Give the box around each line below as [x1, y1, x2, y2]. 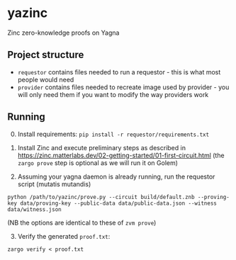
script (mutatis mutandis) [17, 179, 91, 188]
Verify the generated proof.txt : [17, 232, 111, 240]
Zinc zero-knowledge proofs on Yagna [7, 28, 120, 37]
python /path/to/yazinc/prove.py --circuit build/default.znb [7, 193, 195, 200]
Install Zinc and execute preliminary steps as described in [17, 143, 186, 152]
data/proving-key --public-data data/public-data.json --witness [20, 200, 218, 207]
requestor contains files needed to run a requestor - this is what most [17, 67, 221, 76]
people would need [17, 75, 74, 84]
